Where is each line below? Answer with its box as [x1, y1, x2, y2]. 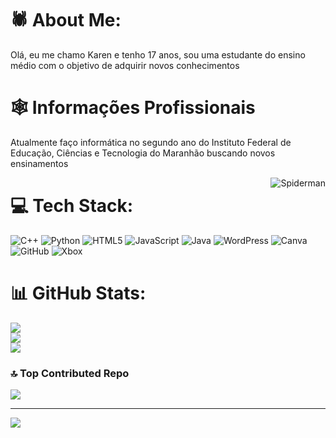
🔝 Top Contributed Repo [10, 366, 130, 380]
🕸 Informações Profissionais [10, 97, 256, 119]
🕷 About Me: [10, 9, 122, 32]
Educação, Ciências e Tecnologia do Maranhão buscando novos [10, 147, 276, 159]
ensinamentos [10, 157, 69, 169]
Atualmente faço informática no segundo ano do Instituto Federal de [10, 136, 292, 148]
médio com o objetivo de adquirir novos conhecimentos [10, 59, 240, 71]
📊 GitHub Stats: [10, 282, 147, 304]
